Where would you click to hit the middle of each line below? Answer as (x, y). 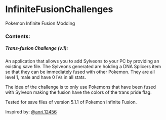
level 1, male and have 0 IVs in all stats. (46, 77)
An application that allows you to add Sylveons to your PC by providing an (82, 61)
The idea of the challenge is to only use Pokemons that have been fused (80, 87)
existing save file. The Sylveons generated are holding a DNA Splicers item (83, 66)
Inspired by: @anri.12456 (31, 111)
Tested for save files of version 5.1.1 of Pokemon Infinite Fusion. (71, 102)
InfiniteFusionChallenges (59, 9)
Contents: (18, 36)
